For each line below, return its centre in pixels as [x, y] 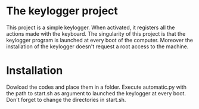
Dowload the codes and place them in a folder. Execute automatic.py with [96, 87]
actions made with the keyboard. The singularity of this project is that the [96, 33]
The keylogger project [62, 11]
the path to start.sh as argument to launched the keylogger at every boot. [96, 93]
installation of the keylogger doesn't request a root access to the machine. [97, 46]
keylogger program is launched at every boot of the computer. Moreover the [100, 40]
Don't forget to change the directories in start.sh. [66, 99]
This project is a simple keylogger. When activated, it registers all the [91, 27]
